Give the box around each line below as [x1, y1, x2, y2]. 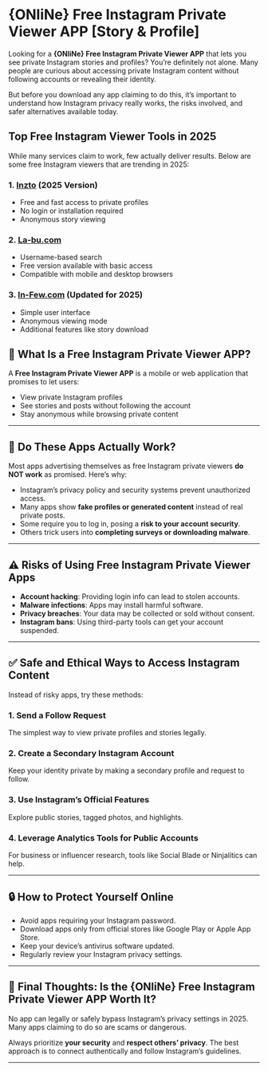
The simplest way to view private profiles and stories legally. [8, 728, 207, 738]
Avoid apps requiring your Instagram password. [19, 915, 176, 925]
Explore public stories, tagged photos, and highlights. [8, 812, 183, 822]
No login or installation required [19, 206, 124, 216]
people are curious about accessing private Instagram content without [8, 65, 239, 75]
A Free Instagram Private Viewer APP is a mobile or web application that [8, 368, 249, 378]
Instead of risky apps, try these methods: [8, 690, 144, 699]
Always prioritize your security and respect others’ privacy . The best [8, 1038, 239, 1047]
